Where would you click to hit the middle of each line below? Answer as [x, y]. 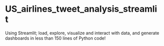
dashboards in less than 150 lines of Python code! [55, 38]
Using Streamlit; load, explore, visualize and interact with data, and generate [82, 33]
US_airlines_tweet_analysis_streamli [81, 9]
